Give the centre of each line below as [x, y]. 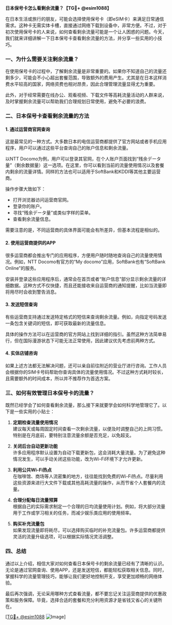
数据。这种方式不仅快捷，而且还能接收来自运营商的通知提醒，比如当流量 [86, 285]
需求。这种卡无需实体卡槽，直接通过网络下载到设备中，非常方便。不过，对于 [86, 25]
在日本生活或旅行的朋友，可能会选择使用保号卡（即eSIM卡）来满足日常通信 [85, 19]
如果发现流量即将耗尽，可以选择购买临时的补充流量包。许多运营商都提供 [89, 530]
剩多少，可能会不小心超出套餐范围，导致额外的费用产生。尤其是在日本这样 [84, 78]
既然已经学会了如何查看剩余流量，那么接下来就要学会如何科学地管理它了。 [84, 405]
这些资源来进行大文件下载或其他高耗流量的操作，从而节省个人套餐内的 [87, 483]
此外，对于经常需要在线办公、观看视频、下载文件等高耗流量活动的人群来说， [86, 95]
